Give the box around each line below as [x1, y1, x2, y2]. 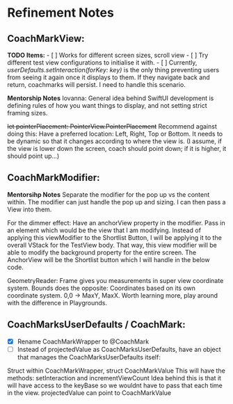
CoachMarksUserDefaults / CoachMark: [7, 318, 186, 331]
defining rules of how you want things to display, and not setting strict [7, 102, 207, 109]
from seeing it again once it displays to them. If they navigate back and [7, 73, 210, 81]
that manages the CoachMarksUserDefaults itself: [17, 353, 161, 361]
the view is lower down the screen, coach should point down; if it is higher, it [7, 145, 227, 152]
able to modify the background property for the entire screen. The [7, 248, 197, 257]
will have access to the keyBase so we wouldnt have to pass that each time [7, 381, 223, 389]
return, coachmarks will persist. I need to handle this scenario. [7, 81, 186, 88]
